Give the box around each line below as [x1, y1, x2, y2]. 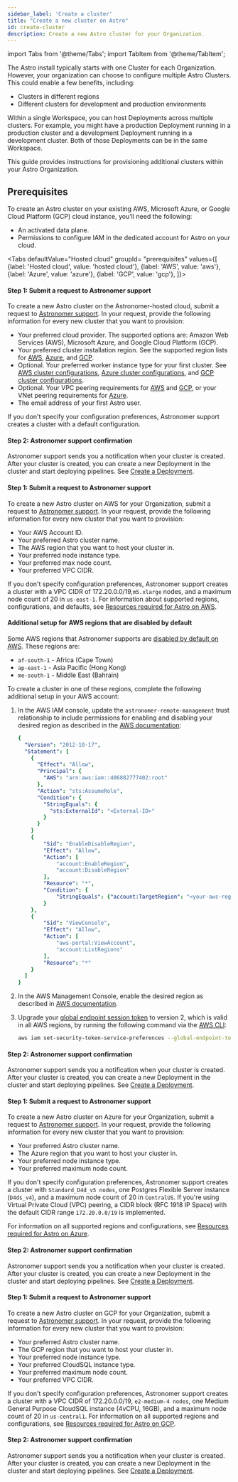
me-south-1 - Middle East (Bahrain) [17, 671, 119, 679]
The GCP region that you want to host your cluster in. [17, 1345, 174, 1353]
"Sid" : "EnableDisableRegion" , [43, 840, 136, 848]
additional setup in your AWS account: [7, 692, 119, 701]
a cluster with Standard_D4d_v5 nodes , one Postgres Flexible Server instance [7, 1186, 229, 1194]
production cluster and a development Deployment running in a [7, 129, 193, 137]
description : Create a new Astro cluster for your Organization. [7, 30, 205, 38]
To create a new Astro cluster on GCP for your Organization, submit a [7, 1309, 210, 1317]
